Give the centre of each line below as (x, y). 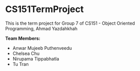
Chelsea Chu (26, 53)
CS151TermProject (44, 9)
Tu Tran (20, 64)
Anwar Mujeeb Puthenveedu (42, 48)
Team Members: (23, 38)
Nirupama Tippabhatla (36, 58)
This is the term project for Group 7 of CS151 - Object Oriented (70, 23)
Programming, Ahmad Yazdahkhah (41, 28)
